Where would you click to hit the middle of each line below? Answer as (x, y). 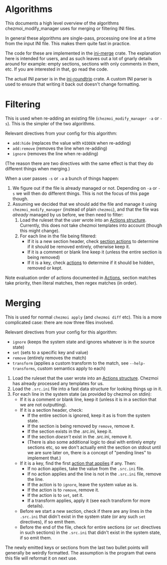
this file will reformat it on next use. (41, 558)
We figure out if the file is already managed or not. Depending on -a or (84, 188)
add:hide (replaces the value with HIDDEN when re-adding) (72, 143)
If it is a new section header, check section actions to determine (93, 241)
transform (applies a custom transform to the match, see (70, 363)
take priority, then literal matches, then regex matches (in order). (72, 283)
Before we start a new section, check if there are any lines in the (86, 511)
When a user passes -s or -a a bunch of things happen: (62, 178)
